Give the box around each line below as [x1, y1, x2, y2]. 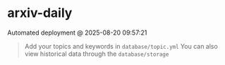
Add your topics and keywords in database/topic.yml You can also [24, 42, 219, 50]
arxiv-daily [7, 5, 73, 21]
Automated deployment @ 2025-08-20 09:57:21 [7, 28, 147, 37]
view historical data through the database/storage [24, 49, 169, 58]
